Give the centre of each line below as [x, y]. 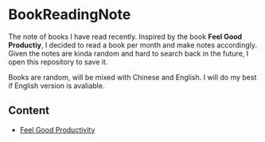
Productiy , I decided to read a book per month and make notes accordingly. [132, 44]
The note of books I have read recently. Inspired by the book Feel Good [125, 36]
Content [29, 111]
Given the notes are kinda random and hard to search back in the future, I [129, 53]
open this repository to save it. [58, 62]
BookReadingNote [70, 15]
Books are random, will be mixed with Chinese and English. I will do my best [132, 77]
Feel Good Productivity [57, 129]
